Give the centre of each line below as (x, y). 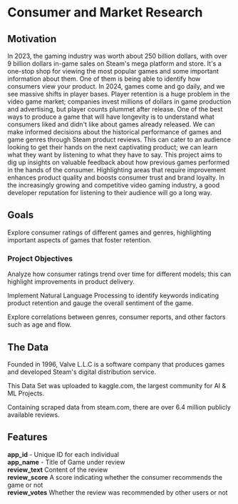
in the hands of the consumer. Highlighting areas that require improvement (117, 170)
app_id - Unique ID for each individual (63, 454)
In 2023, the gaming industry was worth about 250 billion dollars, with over (118, 56)
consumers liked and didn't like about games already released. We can (111, 124)
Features (27, 437)
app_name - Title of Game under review (66, 462)
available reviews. (33, 415)
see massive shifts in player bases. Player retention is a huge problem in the (119, 94)
